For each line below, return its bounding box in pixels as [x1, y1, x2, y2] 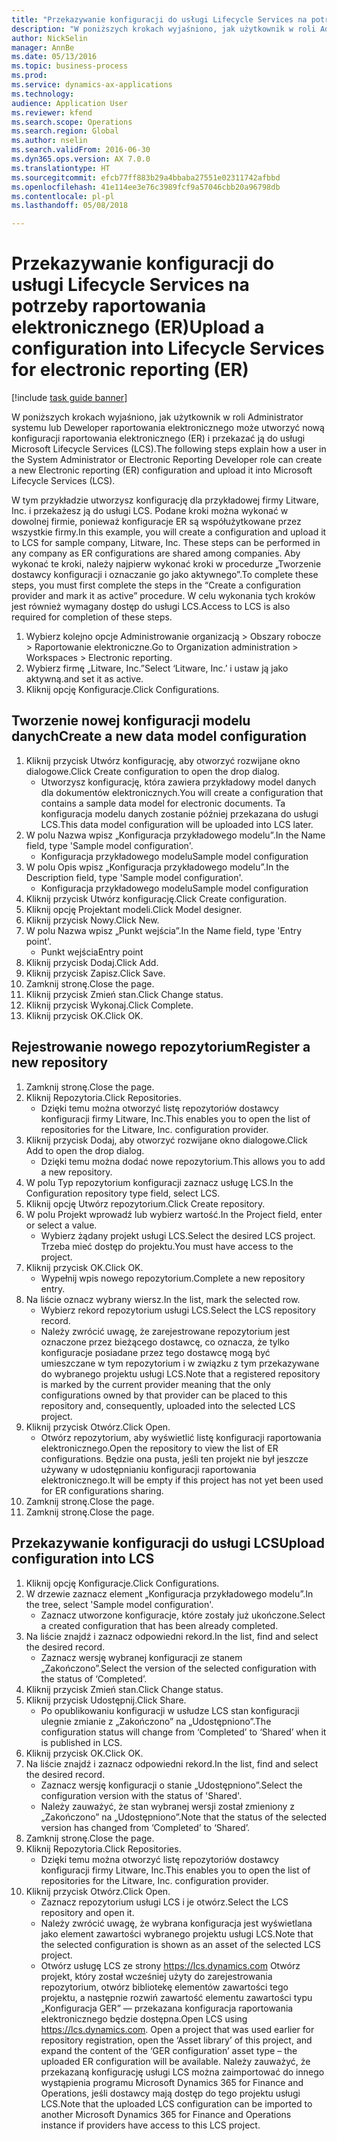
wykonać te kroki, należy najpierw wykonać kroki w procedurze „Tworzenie [11, 558, 322, 570]
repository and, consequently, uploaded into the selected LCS [40, 1399, 296, 1411]
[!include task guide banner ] [11, 392, 128, 404]
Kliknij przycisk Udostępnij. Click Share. [25, 1694, 187, 1706]
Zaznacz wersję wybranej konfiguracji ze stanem [40, 1651, 243, 1663]
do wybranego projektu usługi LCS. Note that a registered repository [40, 1367, 321, 1380]
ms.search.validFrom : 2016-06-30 [11, 145, 151, 155]
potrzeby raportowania [11, 295, 207, 318]
